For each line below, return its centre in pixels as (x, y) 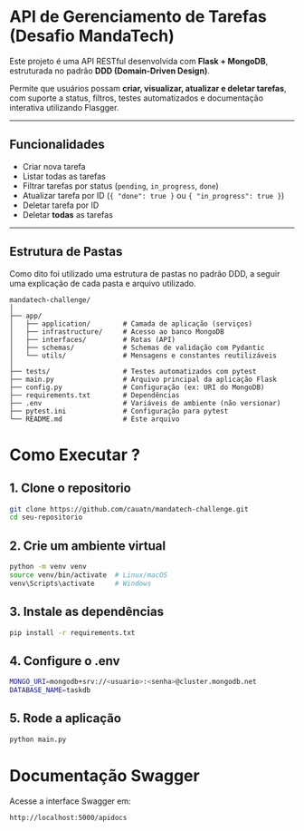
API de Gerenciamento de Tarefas (138, 17)
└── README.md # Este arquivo (95, 419)
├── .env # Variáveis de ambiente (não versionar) (145, 403)
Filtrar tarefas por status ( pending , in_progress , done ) (120, 186)
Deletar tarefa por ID (61, 205)
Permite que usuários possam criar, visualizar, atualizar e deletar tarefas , (148, 88)
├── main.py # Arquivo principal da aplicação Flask (143, 379)
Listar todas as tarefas (64, 176)
